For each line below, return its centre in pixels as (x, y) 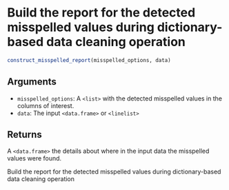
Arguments (32, 82)
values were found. (34, 158)
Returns (25, 135)
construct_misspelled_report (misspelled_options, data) (89, 60)
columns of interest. (46, 105)
